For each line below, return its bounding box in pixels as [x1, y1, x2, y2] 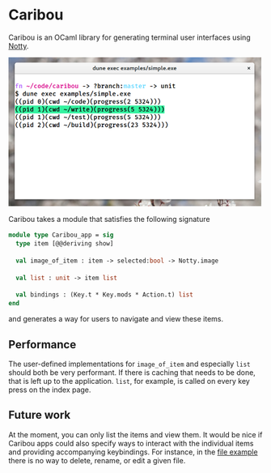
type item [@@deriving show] [15, 240, 114, 248]
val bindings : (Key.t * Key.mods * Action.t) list [15, 291, 194, 299]
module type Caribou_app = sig [8, 231, 114, 240]
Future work [8, 408, 71, 422]
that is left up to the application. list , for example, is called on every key [8, 376, 251, 386]
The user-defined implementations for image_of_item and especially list [8, 359, 251, 369]
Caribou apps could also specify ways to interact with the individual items [8, 438, 254, 448]
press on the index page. [8, 385, 91, 394]
